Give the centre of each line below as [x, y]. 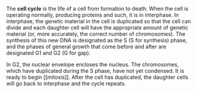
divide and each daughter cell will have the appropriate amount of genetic [97, 27]
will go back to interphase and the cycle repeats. [66, 83]
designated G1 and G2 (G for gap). [49, 53]
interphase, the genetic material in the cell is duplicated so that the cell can [99, 21]
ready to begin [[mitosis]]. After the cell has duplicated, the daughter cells [97, 77]
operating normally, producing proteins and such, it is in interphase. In [93, 15]
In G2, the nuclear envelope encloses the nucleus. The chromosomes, [93, 64]
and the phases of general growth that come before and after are [86, 46]
